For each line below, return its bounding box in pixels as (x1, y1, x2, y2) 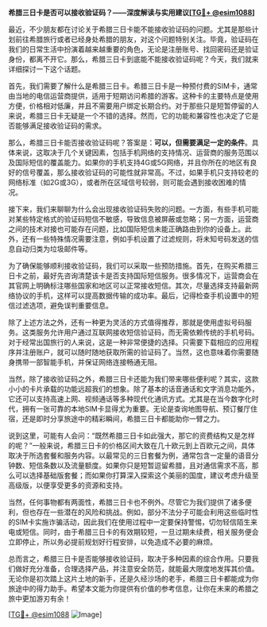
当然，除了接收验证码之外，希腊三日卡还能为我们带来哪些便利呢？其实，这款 (8, 374, 259, 384)
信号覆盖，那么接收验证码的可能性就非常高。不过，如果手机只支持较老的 (21, 168, 259, 177)
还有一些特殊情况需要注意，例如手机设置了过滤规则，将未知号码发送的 (21, 234, 252, 243)
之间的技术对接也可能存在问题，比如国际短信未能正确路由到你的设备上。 (8, 224, 245, 234)
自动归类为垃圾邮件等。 (14, 244, 92, 254)
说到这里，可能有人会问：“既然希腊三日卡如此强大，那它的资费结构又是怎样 (8, 431, 256, 440)
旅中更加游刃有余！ (8, 594, 72, 603)
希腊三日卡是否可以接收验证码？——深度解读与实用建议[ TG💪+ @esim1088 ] (8, 8, 256, 17)
